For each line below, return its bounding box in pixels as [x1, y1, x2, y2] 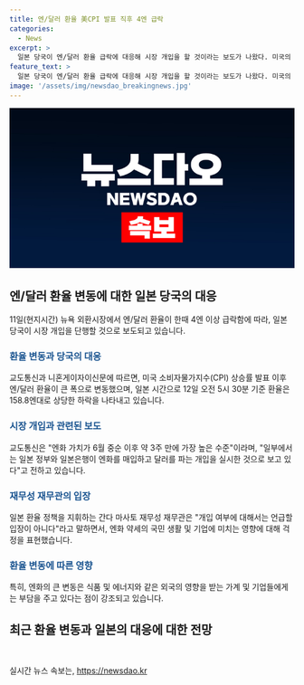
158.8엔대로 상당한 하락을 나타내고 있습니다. [9, 395, 165, 406]
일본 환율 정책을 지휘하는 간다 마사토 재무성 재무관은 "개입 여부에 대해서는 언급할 [9, 511, 293, 522]
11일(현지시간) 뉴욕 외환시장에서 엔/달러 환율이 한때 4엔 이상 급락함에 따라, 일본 [9, 314, 288, 325]
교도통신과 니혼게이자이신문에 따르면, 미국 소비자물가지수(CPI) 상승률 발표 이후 [9, 372, 287, 384]
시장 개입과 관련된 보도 [9, 420, 102, 433]
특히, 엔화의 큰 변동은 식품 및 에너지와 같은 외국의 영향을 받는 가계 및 [9, 582, 251, 593]
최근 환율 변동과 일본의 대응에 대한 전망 [9, 622, 213, 637]
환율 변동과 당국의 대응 [9, 349, 102, 362]
